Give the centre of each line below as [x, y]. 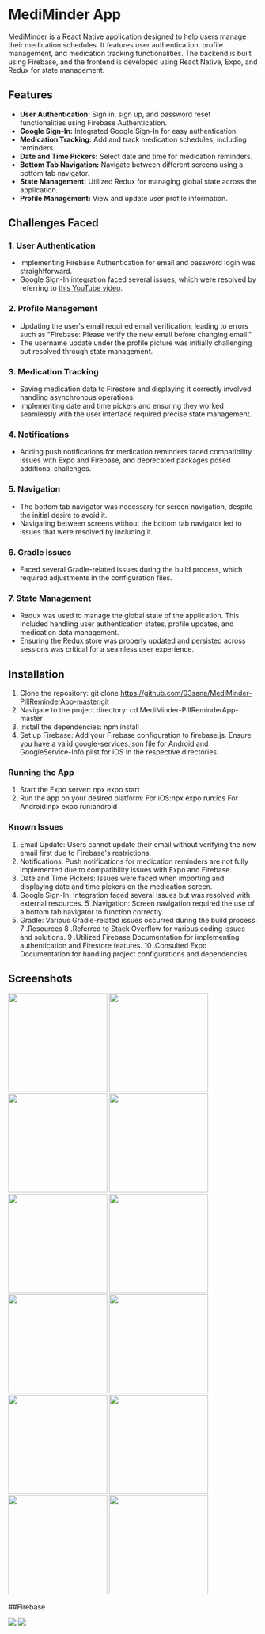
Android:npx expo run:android [68, 807]
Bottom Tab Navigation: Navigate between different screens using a [131, 165]
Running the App [41, 772]
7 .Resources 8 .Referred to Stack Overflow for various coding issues [132, 929]
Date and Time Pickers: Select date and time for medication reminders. [136, 156]
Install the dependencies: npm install [79, 727]
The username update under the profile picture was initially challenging [136, 343]
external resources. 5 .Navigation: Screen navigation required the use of [137, 903]
